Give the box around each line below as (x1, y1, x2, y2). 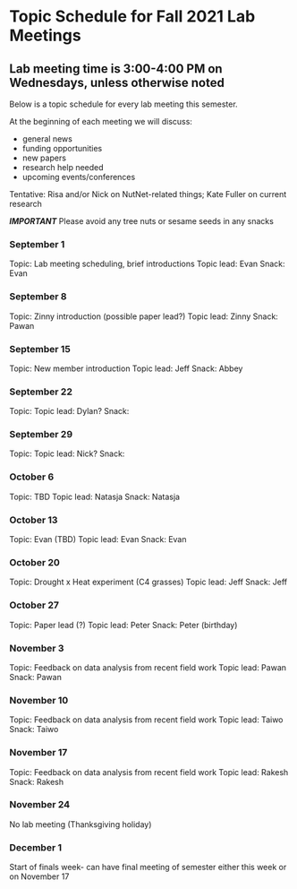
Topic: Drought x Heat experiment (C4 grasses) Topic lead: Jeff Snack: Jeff (9, 576, 288, 588)
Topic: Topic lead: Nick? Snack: (9, 448, 125, 459)
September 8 (9, 290, 67, 303)
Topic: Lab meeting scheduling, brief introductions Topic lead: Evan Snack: (9, 258, 285, 270)
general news (21, 134, 73, 144)
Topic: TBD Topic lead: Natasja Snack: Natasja (9, 491, 181, 502)
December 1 (9, 841, 63, 853)
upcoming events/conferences (21, 172, 136, 182)
